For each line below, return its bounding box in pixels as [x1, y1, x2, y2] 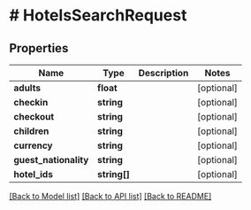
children [13, 125, 49, 137]
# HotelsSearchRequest [9, 5, 187, 26]
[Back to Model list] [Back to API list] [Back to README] [9, 191, 212, 201]
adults [13, 82, 42, 94]
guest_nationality [13, 154, 89, 166]
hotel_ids [13, 168, 53, 180]
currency [13, 139, 53, 152]
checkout [13, 111, 55, 122]
